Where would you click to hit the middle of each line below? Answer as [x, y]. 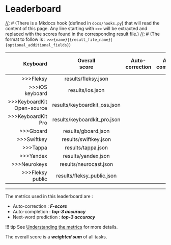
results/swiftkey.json [86, 139]
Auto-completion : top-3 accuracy [49, 211]
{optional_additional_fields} [37, 45]
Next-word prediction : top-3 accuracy [54, 217]
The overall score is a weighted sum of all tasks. [56, 237]
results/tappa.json [87, 148]
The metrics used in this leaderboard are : [49, 196]
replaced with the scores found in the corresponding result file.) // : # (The [83, 34]
